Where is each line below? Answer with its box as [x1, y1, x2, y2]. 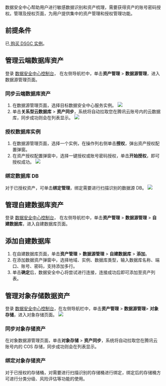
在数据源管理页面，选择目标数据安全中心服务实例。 [12, 102, 117, 108]
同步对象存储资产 [5, 325, 46, 332]
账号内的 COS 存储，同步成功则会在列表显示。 [5, 343, 99, 350]
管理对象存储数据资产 [5, 291, 70, 300]
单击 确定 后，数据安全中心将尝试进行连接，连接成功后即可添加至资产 [12, 269, 151, 276]
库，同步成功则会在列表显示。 [12, 114, 73, 120]
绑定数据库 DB [5, 173, 39, 180]
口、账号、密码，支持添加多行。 [12, 263, 78, 269]
